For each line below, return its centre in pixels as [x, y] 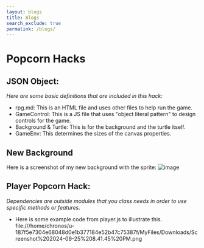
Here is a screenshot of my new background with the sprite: [81, 167]
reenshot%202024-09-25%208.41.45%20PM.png [79, 238]
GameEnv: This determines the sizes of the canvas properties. [93, 134]
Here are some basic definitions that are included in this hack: [84, 96]
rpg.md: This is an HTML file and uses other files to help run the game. [104, 108]
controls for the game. [43, 121]
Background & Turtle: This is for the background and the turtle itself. [100, 127]
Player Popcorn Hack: [48, 186]
